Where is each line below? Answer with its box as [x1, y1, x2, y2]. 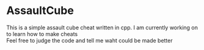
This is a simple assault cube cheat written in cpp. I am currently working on [6, 24, 199, 31]
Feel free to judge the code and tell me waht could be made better [6, 37, 173, 44]
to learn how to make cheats [6, 30, 78, 37]
